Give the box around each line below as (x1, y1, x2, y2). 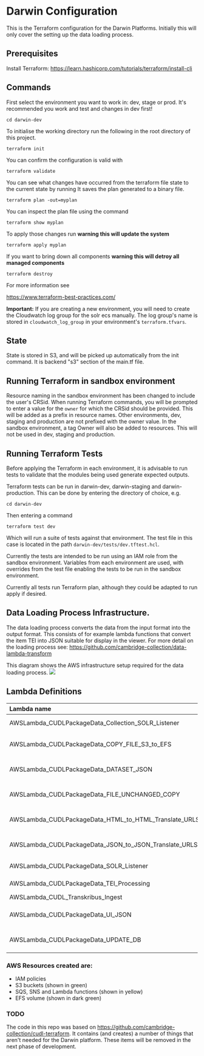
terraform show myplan (6, 219, 64, 226)
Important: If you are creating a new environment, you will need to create (6, 305, 190, 312)
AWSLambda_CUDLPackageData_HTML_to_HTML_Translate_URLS (9, 815, 200, 823)
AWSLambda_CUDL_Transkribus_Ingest (9, 893, 123, 901)
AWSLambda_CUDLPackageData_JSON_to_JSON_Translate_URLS (9, 840, 198, 848)
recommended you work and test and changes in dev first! (6, 105, 153, 112)
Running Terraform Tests (6, 449, 103, 459)
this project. (6, 134, 36, 141)
